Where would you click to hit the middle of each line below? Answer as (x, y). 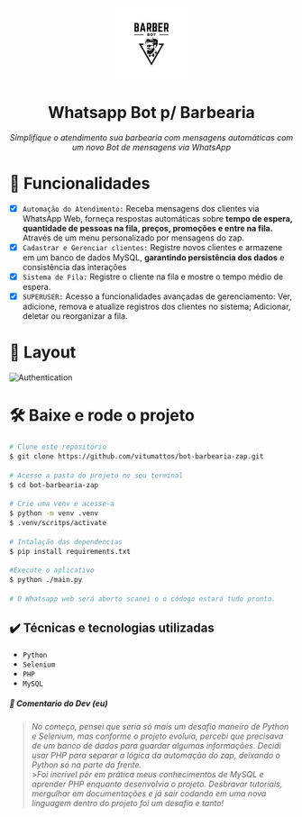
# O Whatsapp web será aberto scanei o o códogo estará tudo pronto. (143, 599)
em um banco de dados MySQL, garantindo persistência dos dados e (153, 258)
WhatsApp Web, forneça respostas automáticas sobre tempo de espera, (157, 218)
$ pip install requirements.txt (70, 551)
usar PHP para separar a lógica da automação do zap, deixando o (156, 755)
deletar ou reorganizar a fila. (75, 316)
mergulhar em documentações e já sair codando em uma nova (149, 793)
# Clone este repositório (58, 447)
